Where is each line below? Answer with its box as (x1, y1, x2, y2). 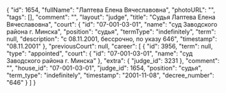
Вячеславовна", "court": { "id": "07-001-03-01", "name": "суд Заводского (6, 21, 218, 28)
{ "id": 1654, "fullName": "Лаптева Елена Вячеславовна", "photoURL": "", (6, 6, 216, 14)
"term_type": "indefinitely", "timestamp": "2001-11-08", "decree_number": (6, 71, 214, 79)
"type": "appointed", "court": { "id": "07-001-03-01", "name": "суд (6, 49, 193, 57)
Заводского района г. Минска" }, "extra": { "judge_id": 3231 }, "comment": (6, 57, 220, 64)
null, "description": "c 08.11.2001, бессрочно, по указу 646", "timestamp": (6, 35, 217, 43)
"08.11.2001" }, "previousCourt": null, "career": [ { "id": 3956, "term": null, (6, 42, 214, 50)
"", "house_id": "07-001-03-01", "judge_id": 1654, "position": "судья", (6, 64, 203, 72)
